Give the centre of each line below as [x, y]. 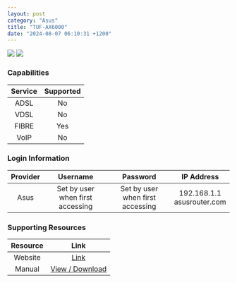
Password [139, 176]
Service [24, 91]
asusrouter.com [200, 202]
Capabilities [28, 73]
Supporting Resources [47, 227]
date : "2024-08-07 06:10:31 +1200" [60, 34]
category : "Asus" [33, 20]
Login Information [38, 158]
